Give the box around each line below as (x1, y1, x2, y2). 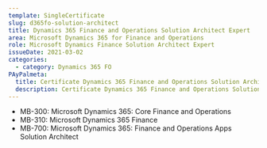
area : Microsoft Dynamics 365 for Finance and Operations (8, 33, 204, 42)
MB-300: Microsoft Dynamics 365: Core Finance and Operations (19, 107, 232, 116)
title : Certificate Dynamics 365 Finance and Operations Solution (15, 78, 240, 85)
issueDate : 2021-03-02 (8, 48, 83, 56)
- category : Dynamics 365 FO (15, 63, 112, 71)
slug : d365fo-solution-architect (8, 19, 119, 27)
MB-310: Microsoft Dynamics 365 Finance (19, 116, 158, 125)
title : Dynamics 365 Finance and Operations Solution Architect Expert (8, 26, 250, 34)
